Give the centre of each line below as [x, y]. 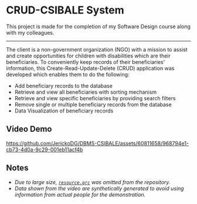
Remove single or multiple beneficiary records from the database [93, 104]
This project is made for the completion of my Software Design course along [98, 26]
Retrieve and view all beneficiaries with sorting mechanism [86, 92]
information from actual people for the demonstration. [80, 195]
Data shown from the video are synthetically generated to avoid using [99, 188]
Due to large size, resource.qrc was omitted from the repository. [92, 182]
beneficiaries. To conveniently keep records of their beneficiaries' [86, 62]
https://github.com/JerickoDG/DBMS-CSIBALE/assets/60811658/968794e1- [98, 143]
